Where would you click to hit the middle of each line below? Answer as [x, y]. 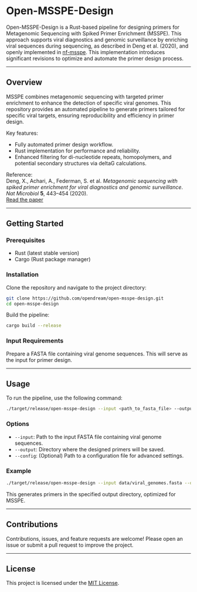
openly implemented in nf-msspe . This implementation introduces [86, 52]
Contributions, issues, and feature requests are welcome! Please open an [95, 538]
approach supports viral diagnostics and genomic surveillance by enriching [97, 39]
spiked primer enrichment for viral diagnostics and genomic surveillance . [95, 187]
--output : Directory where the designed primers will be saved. [90, 449]
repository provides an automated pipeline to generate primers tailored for [96, 109]
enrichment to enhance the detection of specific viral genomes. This [89, 103]
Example [19, 471]
